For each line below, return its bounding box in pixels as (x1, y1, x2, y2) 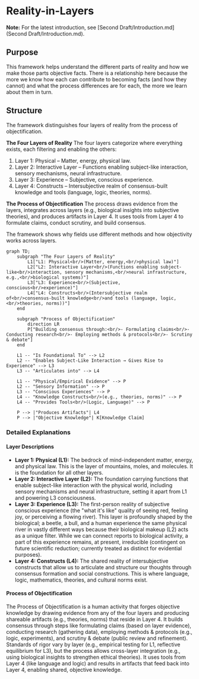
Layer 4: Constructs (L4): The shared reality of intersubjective (14, 557, 169, 564)
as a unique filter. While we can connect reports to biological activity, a (14, 532, 188, 539)
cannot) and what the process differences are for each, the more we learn (6, 82, 187, 89)
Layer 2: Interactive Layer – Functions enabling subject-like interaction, (14, 163, 188, 170)
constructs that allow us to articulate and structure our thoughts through (14, 563, 192, 571)
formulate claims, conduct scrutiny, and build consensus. (6, 219, 146, 226)
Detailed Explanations (6, 428, 71, 437)
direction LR (27, 321, 60, 327)
